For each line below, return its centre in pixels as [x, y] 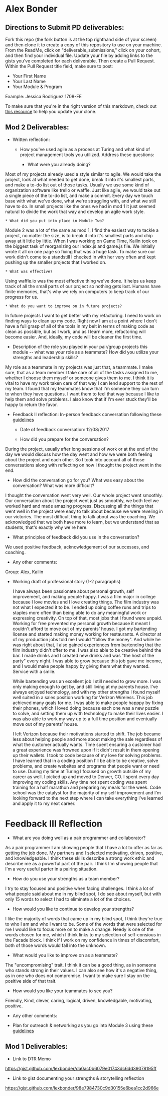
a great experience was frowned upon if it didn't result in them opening [86, 750]
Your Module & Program [37, 87]
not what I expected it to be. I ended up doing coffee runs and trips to [84, 607]
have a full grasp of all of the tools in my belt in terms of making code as [80, 326]
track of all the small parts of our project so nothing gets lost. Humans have [83, 286]
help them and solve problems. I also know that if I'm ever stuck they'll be [81, 399]
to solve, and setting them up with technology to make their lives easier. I [88, 713]
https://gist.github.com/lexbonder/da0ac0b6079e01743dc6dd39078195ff [81, 1068]
